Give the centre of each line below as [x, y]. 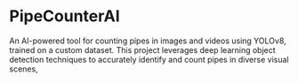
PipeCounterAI [64, 16]
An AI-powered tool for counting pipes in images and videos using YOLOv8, [148, 41]
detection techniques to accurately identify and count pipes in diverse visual [149, 59]
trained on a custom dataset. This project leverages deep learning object [142, 49]
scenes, [24, 69]
